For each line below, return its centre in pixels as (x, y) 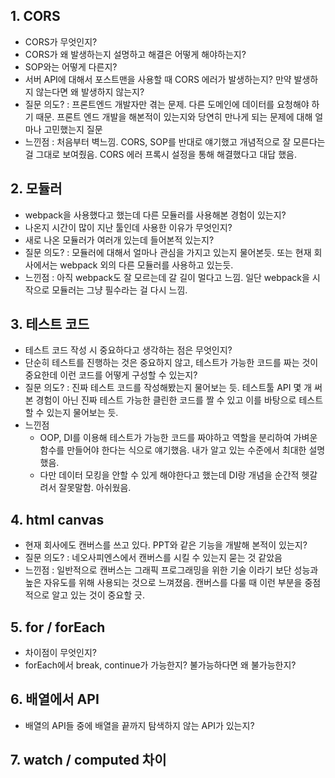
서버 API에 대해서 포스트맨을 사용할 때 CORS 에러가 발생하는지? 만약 (158, 79)
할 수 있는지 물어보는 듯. (71, 413)
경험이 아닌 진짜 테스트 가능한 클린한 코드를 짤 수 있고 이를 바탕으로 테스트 (179, 400)
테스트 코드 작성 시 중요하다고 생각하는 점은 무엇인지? (128, 350)
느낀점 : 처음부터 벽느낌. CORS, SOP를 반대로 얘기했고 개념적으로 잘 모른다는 (175, 141)
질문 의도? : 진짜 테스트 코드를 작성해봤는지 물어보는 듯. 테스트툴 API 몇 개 (168, 388)
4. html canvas (57, 519)
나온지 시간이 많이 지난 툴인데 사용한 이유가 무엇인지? (128, 227)
